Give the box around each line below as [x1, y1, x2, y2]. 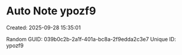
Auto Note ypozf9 [6, 4, 97, 18]
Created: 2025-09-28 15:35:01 [6, 24, 81, 31]
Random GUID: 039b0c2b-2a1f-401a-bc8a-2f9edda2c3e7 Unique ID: [6, 35, 176, 42]
